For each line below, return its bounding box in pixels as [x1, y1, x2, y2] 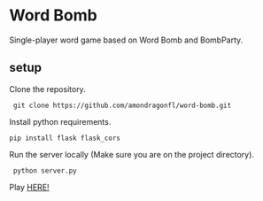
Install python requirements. [9, 116, 112, 127]
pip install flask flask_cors [9, 134, 121, 143]
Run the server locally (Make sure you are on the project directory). [9, 149, 255, 159]
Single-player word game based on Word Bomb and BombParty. [9, 35, 244, 45]
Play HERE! [9, 182, 50, 192]
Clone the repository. [9, 83, 86, 94]
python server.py [12, 166, 77, 175]
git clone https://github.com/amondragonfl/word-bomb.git [12, 101, 232, 110]
